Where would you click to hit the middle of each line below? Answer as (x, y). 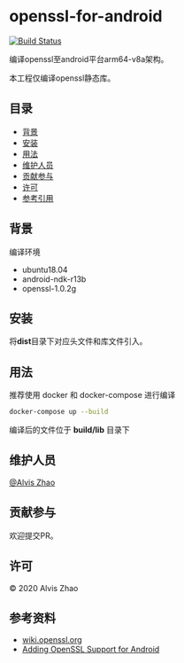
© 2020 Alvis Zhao (44, 588)
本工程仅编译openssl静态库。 (62, 78)
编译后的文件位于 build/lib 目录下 (69, 430)
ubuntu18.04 (45, 269)
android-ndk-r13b (54, 279)
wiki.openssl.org (52, 640)
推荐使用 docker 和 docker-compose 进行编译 (92, 395)
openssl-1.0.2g (49, 288)
